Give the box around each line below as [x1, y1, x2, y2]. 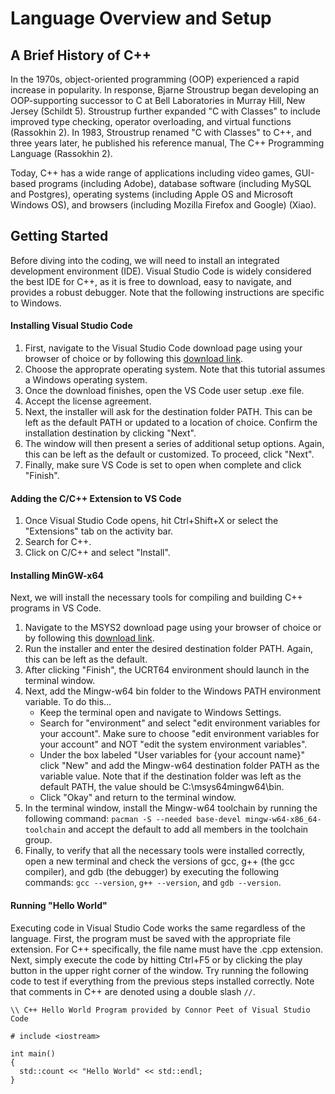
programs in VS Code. [10, 602, 102, 614]
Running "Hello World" [10, 900, 108, 912]
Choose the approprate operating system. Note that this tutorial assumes [24, 363, 326, 376]
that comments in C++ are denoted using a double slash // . [10, 985, 256, 997]
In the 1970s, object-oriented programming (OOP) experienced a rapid [10, 73, 300, 85]
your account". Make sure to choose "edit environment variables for [39, 728, 320, 740]
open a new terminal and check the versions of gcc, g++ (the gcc [24, 855, 295, 867]
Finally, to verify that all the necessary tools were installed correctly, [24, 845, 306, 857]
